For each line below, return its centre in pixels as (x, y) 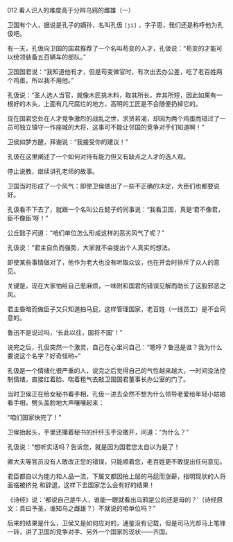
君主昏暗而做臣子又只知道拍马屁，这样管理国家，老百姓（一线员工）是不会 (113, 309)
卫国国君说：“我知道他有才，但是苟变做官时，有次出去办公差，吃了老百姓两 (115, 72)
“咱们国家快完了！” (34, 417)
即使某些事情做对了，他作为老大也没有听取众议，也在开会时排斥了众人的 (110, 262)
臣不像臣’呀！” (28, 218)
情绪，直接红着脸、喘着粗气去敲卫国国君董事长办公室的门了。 (101, 379)
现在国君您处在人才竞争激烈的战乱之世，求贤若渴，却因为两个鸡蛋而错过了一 (116, 119)
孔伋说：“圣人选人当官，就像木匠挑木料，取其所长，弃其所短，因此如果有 (112, 95)
